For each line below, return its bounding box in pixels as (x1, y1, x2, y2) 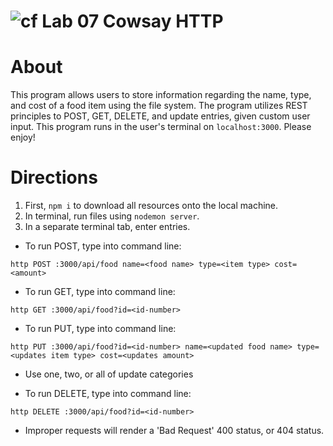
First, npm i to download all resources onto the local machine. (24, 200, 279, 212)
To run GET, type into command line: (24, 286, 176, 298)
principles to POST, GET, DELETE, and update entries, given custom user (10, 110, 311, 122)
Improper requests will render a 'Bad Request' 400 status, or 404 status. (24, 425, 325, 437)
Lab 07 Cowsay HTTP (41, 10, 224, 33)
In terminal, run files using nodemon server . (24, 210, 200, 222)
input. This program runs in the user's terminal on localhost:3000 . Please (10, 121, 312, 133)
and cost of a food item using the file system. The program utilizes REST (10, 100, 308, 112)
